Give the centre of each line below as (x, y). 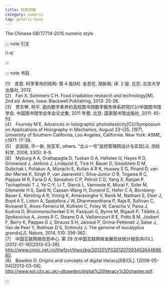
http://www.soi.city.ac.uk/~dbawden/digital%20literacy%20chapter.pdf (79, 271)
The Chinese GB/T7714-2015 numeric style (49, 34)
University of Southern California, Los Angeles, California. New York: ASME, (83, 135)
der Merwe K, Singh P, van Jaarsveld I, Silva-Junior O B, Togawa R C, (77, 174)
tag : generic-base (24, 19)
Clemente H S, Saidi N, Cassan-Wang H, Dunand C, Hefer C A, (69, 190)
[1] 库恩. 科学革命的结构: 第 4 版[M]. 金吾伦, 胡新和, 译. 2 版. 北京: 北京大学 (83, 84)
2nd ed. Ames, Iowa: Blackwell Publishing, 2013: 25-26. (62, 101)
